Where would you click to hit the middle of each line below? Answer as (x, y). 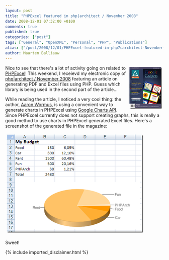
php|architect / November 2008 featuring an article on (62, 78)
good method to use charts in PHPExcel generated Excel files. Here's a (79, 120)
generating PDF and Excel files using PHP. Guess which (63, 84)
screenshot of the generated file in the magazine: (56, 126)
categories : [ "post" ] (28, 37)
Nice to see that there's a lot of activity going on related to (65, 68)
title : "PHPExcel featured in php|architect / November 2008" (72, 16)
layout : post (19, 11)
